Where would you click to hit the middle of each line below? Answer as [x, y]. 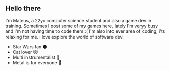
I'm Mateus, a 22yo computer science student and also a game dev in [78, 20]
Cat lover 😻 [25, 52]
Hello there [23, 8]
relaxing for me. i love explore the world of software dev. [64, 37]
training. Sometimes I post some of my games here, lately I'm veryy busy [82, 26]
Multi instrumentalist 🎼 [36, 57]
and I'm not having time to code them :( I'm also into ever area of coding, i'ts [85, 31]
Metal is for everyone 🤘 [37, 62]
